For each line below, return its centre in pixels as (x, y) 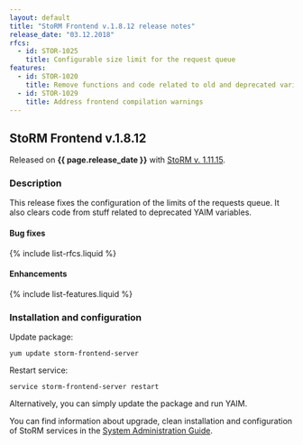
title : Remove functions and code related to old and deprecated (151, 85)
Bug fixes (28, 233)
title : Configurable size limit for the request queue (131, 60)
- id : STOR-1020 (48, 77)
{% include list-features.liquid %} (71, 293)
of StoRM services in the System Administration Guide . (111, 431)
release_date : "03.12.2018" (62, 34)
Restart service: (39, 370)
